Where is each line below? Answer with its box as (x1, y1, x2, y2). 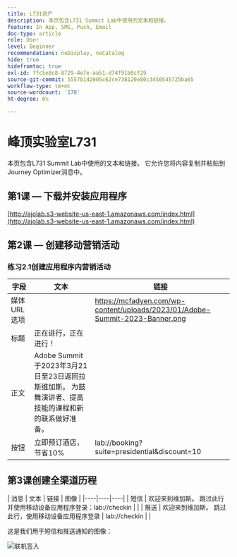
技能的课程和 (34, 403, 77, 413)
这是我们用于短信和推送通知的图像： (7, 527, 113, 536)
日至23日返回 (34, 372, 79, 381)
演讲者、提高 (41, 393, 84, 403)
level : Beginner (7, 43, 55, 50)
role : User (7, 37, 39, 44)
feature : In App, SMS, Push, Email (7, 23, 112, 30)
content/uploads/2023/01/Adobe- (95, 305, 211, 314)
